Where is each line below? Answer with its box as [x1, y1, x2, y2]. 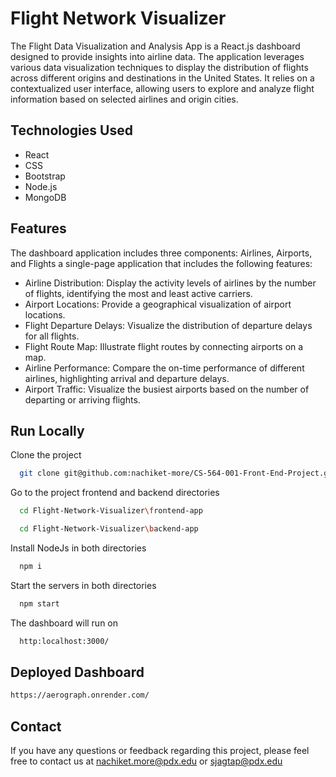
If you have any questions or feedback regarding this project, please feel [10, 745, 310, 757]
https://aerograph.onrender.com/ [10, 690, 150, 701]
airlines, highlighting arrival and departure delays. [24, 372, 230, 384]
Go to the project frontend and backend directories [10, 487, 220, 499]
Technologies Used [10, 122, 133, 139]
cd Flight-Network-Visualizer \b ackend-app [19, 524, 199, 534]
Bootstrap [24, 170, 66, 182]
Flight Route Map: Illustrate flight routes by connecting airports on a [24, 340, 304, 352]
